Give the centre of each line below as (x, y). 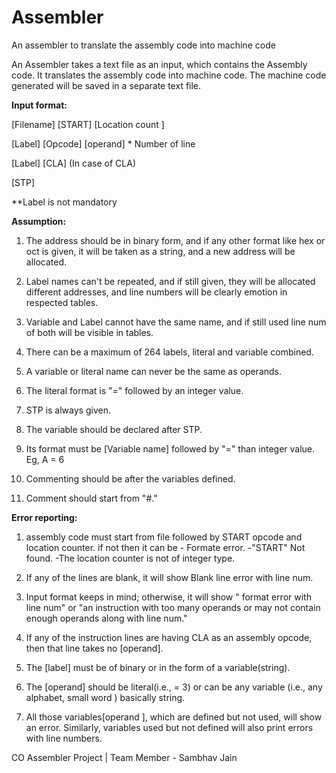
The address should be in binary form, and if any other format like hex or (175, 240)
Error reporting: (44, 517)
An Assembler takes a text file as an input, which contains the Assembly (159, 64)
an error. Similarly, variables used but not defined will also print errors (169, 727)
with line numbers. (64, 738)
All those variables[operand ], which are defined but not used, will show (174, 717)
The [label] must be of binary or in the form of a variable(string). (158, 667)
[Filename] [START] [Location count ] (88, 124)
